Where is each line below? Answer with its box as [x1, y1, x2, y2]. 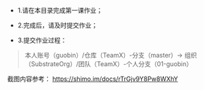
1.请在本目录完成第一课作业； [17, 6, 103, 14]
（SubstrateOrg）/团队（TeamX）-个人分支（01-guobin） [24, 60, 193, 68]
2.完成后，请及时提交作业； [17, 21, 98, 30]
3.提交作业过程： [17, 36, 67, 44]
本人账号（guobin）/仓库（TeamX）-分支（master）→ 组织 [24, 51, 198, 59]
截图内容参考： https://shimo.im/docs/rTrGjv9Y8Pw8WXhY [7, 75, 179, 83]
